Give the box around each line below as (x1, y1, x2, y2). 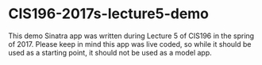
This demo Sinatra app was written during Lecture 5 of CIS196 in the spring (8, 31, 255, 40)
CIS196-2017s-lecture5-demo (8, 5, 209, 23)
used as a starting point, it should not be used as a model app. (8, 48, 212, 57)
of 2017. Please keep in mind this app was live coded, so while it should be (8, 39, 252, 48)
